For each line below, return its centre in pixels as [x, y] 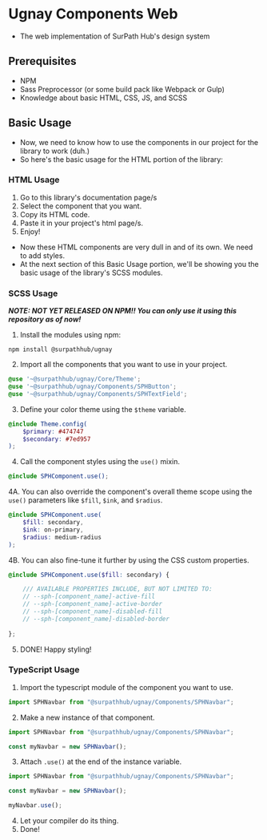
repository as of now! [45, 319]
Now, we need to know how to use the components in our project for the [139, 142]
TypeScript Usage [44, 670]
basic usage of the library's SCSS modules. [91, 273]
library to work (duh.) [55, 151]
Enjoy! [30, 231]
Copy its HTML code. [55, 214]
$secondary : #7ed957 [57, 439]
